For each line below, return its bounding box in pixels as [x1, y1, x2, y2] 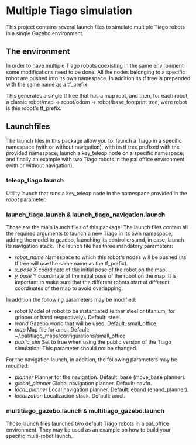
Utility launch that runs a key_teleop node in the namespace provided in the [6, 189, 187, 196]
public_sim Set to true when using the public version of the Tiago [14, 339, 171, 346]
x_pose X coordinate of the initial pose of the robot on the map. [14, 266, 167, 273]
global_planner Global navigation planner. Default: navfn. [14, 380, 152, 387]
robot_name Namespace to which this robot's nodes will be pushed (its [14, 254, 187, 261]
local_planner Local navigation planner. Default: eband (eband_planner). [14, 386, 189, 393]
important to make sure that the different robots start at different [14, 279, 170, 286]
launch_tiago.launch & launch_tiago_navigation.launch [6, 211, 166, 219]
